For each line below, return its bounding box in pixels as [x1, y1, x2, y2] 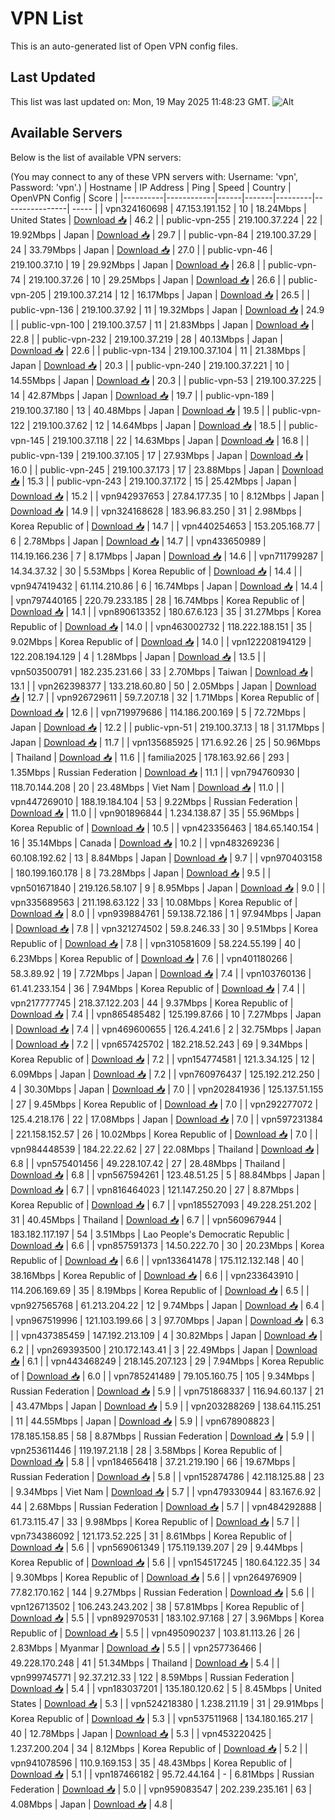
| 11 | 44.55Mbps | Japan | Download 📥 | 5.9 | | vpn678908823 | [10, 1415, 275, 1427]
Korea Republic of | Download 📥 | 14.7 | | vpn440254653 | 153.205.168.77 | [10, 520, 321, 532]
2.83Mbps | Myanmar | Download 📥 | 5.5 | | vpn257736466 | [10, 1642, 262, 1654]
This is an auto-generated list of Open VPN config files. [10, 40, 238, 52]
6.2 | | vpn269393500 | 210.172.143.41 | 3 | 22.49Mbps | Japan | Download [10, 1343, 318, 1356]
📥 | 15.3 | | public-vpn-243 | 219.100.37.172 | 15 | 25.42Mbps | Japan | [10, 475, 297, 487]
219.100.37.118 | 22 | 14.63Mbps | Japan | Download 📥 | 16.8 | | [51, 434, 310, 446]
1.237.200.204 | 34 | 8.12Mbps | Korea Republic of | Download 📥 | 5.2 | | [10, 1742, 308, 1754]
